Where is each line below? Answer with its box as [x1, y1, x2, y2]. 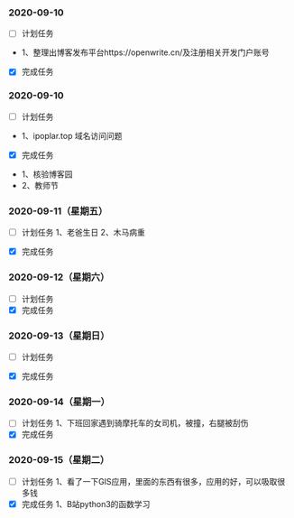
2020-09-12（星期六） [8, 271, 110, 283]
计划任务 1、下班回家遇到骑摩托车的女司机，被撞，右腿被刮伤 [21, 418, 249, 429]
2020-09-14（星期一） [8, 395, 110, 408]
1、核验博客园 [21, 169, 73, 180]
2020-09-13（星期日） [8, 329, 110, 342]
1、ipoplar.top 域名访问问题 [21, 130, 123, 141]
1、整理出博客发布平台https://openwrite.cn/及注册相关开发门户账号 [21, 47, 270, 58]
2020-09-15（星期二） [8, 454, 110, 467]
